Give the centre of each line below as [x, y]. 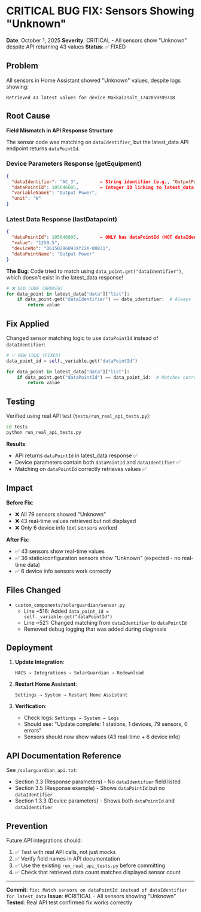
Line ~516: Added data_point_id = [66, 611]
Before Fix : [20, 502]
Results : [16, 443]
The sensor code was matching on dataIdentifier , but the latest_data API [98, 142]
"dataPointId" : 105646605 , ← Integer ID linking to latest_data [103, 187]
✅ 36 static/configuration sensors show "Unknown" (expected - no [98, 558]
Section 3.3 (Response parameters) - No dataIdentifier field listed [98, 782]
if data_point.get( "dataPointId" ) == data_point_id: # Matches [99, 377]
